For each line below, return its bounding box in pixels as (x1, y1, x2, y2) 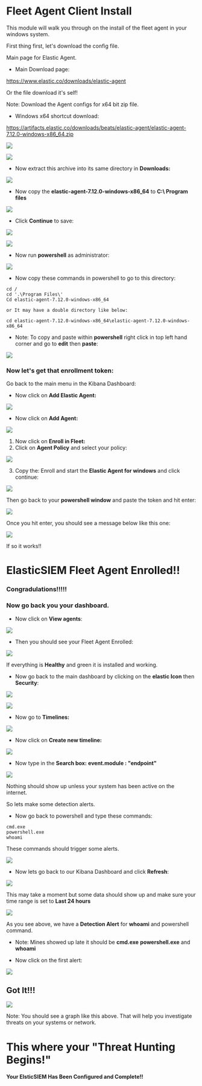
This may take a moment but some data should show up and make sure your (6, 891, 196, 898)
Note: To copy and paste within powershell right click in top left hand (14, 333, 188, 341)
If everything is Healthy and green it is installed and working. (6, 661, 158, 668)
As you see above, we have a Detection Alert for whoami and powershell (6, 920, 189, 927)
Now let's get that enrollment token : (6, 366, 114, 374)
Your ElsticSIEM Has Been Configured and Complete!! (6, 1073, 144, 1081)
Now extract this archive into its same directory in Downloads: (14, 165, 171, 172)
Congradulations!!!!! (6, 585, 68, 593)
